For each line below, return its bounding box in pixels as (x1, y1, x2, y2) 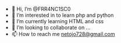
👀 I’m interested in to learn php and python (11, 12, 114, 19)
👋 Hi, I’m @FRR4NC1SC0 (11, 6, 71, 12)
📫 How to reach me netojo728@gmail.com (11, 31, 115, 37)
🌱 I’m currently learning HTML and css (11, 18, 104, 24)
